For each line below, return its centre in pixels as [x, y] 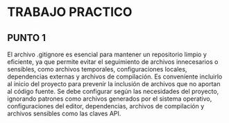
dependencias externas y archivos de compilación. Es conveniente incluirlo [115, 76]
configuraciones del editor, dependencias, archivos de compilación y [106, 106]
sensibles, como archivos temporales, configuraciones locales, [97, 69]
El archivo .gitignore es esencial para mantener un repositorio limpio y [107, 54]
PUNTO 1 [27, 38]
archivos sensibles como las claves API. [64, 113]
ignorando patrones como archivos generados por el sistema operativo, [110, 99]
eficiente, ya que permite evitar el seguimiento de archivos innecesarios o [113, 62]
